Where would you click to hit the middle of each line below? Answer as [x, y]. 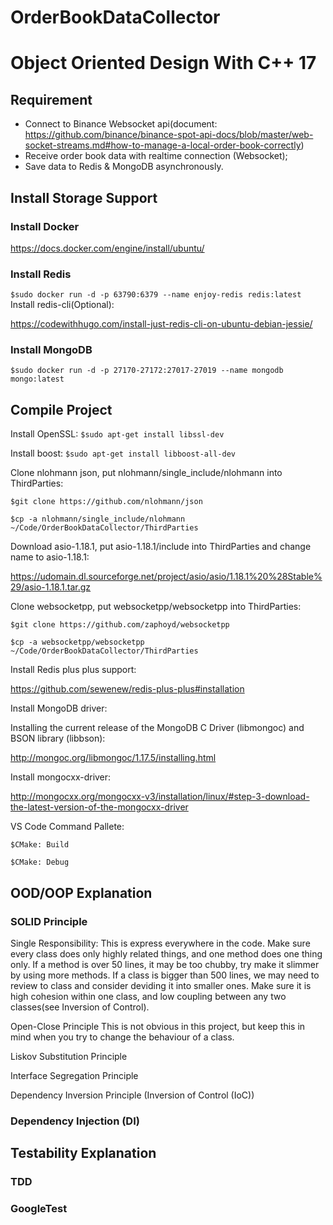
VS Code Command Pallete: [67, 827]
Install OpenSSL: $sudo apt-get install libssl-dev [117, 434]
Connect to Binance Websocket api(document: [121, 124]
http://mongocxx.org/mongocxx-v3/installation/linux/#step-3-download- [160, 797]
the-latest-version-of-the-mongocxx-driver [99, 807]
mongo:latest [37, 379]
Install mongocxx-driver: [61, 777]
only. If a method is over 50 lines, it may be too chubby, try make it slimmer [165, 964]
